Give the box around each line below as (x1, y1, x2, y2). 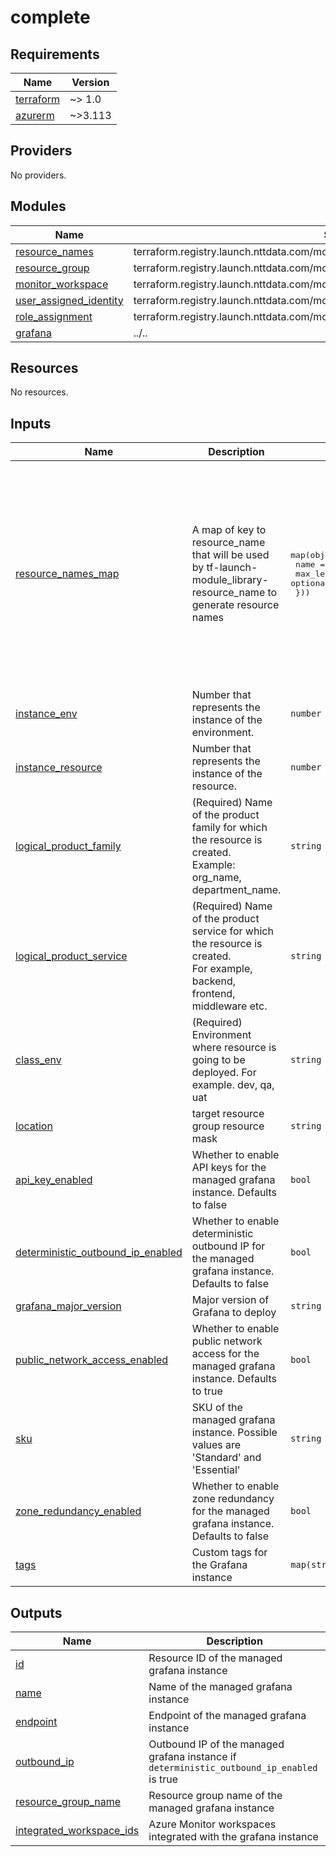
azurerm (15, 109, 55, 122)
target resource (191, 1107, 265, 1121)
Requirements (10, 46, 100, 63)
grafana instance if (148, 1750, 237, 1764)
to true (191, 1384, 223, 1398)
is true (148, 1772, 178, 1786)
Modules (10, 198, 67, 215)
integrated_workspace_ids (15, 1824, 140, 1838)
